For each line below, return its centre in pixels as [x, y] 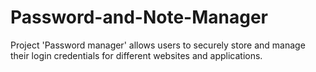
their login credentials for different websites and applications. [136, 55]
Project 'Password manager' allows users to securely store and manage [158, 45]
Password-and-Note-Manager [139, 17]
